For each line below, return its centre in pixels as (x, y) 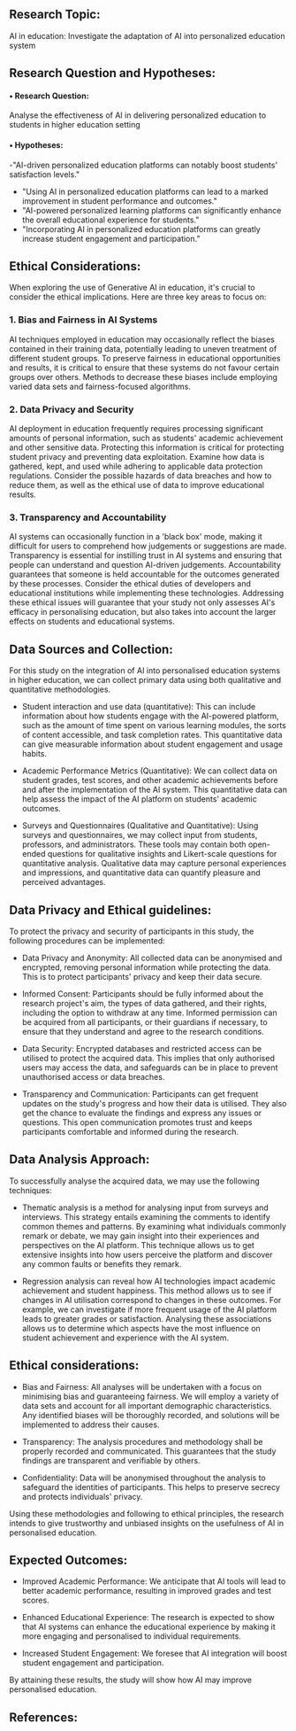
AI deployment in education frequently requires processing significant (136, 429)
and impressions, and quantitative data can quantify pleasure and (141, 873)
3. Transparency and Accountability (88, 517)
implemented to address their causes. (91, 1424)
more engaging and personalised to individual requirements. (131, 1636)
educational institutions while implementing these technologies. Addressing (147, 594)
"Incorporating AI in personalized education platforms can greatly (141, 229)
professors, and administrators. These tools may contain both (134, 844)
